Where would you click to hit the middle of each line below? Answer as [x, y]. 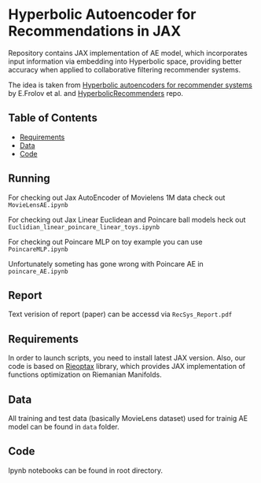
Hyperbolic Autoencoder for [102, 15]
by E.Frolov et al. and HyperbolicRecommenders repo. [96, 93]
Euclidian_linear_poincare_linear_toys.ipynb [84, 227]
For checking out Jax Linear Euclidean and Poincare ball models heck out [127, 219]
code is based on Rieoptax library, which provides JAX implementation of [127, 367]
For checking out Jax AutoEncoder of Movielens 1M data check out [117, 197]
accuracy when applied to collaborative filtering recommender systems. [125, 69]
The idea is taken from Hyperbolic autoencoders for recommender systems [130, 85]
